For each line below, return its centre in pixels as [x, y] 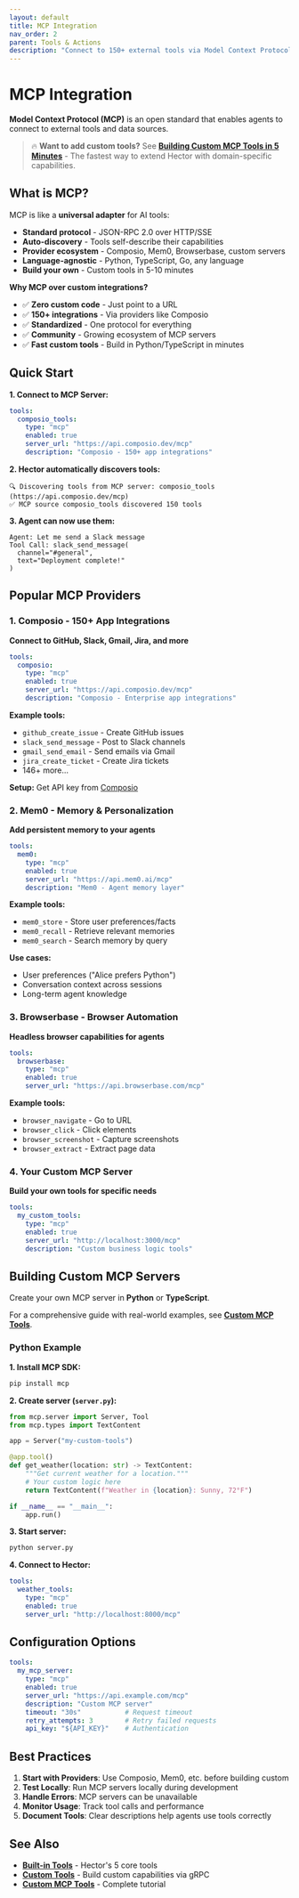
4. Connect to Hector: [50, 1565]
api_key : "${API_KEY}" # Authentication [107, 1729]
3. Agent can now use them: [62, 521]
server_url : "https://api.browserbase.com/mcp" [115, 1086]
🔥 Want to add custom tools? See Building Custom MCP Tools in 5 [155, 146]
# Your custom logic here [73, 1482]
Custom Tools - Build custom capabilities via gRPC [116, 1874]
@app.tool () [31, 1457]
